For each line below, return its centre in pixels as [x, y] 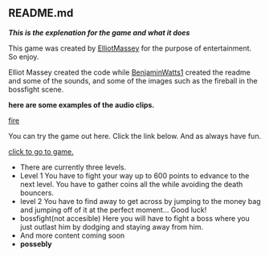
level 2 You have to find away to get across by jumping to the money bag [140, 201]
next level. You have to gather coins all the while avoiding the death [131, 184]
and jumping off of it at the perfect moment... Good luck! [113, 210]
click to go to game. [41, 151]
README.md [41, 13]
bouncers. [37, 193]
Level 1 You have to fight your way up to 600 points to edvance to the [134, 175]
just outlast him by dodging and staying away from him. [112, 226]
